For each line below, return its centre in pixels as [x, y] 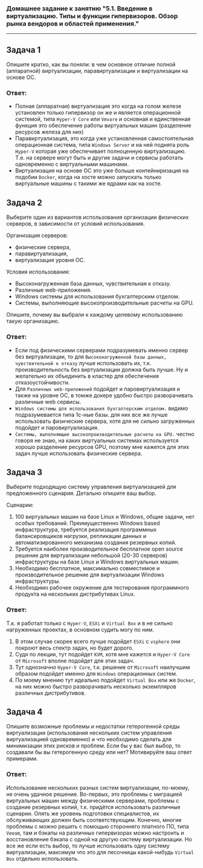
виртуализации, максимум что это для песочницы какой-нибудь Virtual [100, 852]
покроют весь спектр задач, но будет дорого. [74, 648]
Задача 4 [24, 712]
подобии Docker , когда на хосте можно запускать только [88, 177]
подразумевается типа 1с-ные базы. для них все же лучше [91, 414]
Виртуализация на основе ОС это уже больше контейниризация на [102, 170]
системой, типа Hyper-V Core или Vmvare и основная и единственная [103, 119]
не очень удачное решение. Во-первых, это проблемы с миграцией [94, 794]
